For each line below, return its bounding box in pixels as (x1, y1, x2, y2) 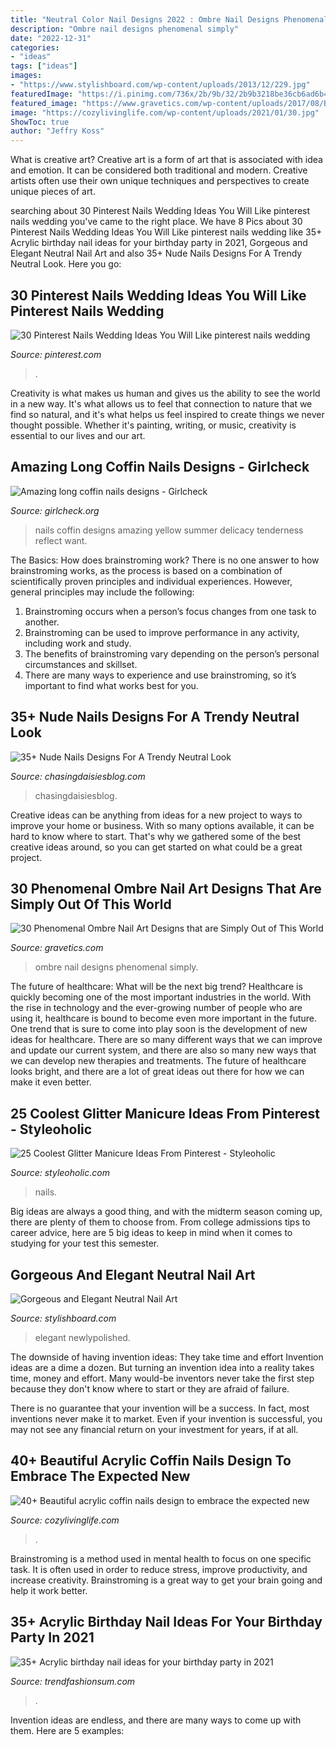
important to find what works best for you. (24, 679, 199, 691)
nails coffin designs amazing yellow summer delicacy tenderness (34, 524, 304, 536)
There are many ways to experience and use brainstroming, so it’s (24, 669, 297, 681)
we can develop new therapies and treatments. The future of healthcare (10, 1055, 307, 1067)
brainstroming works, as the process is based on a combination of (10, 564, 283, 576)
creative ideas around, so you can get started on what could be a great (10, 841, 303, 853)
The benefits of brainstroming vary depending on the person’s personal (24, 647, 320, 660)
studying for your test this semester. (10, 1237, 160, 1250)
